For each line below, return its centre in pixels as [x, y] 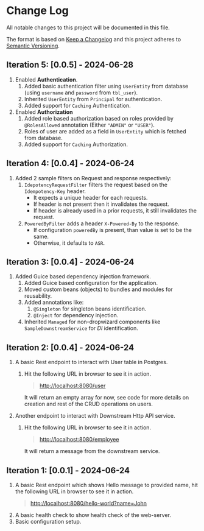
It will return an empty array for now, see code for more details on [107, 398]
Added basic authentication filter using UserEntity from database [106, 86]
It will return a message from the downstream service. [92, 451]
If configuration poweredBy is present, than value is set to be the [112, 230]
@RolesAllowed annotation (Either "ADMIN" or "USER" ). [90, 125]
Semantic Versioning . [33, 46]
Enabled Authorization [44, 112]
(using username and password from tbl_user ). [81, 93]
